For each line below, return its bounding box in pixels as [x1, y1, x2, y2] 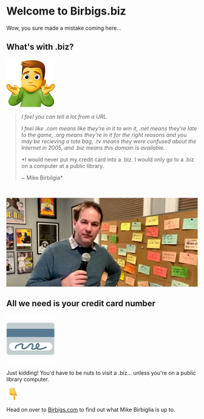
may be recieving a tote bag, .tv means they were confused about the [21, 138, 197, 145]
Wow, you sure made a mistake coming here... [6, 24, 121, 32]
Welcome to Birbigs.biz [6, 4, 126, 18]
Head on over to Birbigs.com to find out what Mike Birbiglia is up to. [6, 406, 175, 414]
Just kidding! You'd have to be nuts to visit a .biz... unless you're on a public [6, 369, 196, 377]
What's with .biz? [6, 42, 74, 52]
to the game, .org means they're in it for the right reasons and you [21, 131, 187, 138]
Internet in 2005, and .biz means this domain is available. [21, 144, 165, 151]
